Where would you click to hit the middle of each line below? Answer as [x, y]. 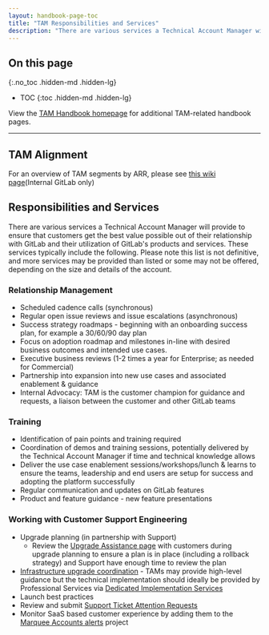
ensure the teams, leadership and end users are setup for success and [137, 473]
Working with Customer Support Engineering [98, 520]
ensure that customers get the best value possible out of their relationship [130, 235]
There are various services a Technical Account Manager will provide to [127, 227]
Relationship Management [61, 290]
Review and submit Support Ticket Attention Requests [109, 605]
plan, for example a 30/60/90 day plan [83, 333]
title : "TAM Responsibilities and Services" [84, 23]
